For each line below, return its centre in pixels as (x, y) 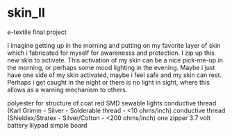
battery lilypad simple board (47, 125)
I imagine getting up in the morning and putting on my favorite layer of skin (114, 45)
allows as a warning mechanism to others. (67, 90)
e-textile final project (37, 32)
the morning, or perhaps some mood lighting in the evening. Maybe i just (111, 67)
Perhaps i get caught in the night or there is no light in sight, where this (109, 82)
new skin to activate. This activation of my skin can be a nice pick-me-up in (115, 60)
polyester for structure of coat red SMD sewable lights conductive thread (112, 103)
